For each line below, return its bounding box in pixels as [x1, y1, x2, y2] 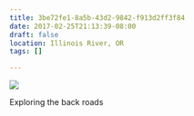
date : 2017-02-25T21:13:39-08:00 [9, 22, 137, 31]
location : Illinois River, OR [9, 38, 125, 48]
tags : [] [9, 47, 43, 56]
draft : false [9, 30, 59, 39]
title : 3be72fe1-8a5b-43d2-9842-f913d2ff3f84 [9, 13, 185, 23]
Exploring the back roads [9, 97, 104, 108]
